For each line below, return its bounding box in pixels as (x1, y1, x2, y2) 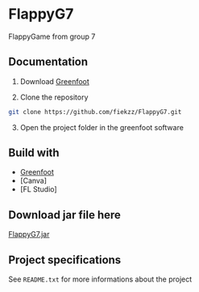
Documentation (8, 55, 89, 69)
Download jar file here (8, 208, 121, 222)
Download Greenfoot (19, 76, 90, 86)
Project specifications (8, 252, 122, 267)
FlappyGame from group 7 (8, 32, 96, 41)
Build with (8, 146, 60, 160)
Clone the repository (19, 92, 89, 102)
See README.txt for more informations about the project (8, 274, 193, 284)
